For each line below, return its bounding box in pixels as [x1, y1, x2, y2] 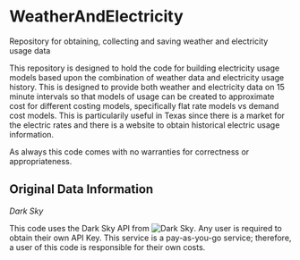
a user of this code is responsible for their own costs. [9, 241, 206, 252]
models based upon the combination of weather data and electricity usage [9, 71, 285, 82]
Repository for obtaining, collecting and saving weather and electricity [9, 36, 269, 46]
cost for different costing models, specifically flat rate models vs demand [9, 100, 279, 111]
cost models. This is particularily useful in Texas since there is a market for [9, 110, 285, 121]
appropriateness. [9, 155, 73, 166]
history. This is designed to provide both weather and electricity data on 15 [9, 81, 285, 92]
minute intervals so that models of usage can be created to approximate [9, 91, 275, 102]
